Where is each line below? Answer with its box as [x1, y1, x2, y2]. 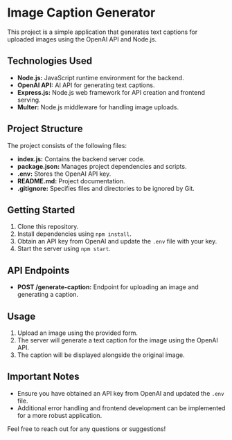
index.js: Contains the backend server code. [17, 154, 145, 163]
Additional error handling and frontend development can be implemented [17, 403, 226, 412]
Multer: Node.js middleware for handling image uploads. [17, 102, 179, 111]
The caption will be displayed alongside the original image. [17, 351, 185, 359]
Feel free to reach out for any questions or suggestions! [7, 424, 166, 433]
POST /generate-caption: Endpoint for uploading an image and [17, 283, 199, 291]
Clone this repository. [17, 223, 79, 231]
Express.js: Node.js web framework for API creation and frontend [17, 88, 206, 96]
